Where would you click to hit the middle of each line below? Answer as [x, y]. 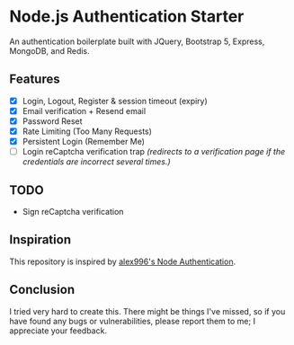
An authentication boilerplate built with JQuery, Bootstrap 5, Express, [137, 41]
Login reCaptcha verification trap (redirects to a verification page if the [154, 152]
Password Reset [52, 121]
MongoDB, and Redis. [49, 50]
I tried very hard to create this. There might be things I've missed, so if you [147, 311]
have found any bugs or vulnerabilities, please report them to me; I [133, 321]
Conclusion [42, 290]
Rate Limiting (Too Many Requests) [87, 131]
